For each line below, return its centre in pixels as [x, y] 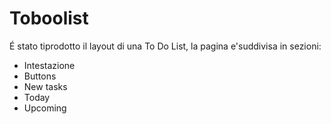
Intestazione [49, 65]
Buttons [40, 76]
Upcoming [45, 108]
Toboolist [49, 18]
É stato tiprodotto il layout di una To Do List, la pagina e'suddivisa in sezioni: [165, 46]
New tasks [45, 86]
